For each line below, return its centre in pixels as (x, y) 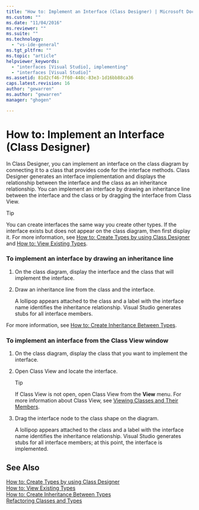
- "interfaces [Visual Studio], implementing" (70, 67)
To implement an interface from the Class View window (87, 340)
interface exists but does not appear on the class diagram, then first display (98, 231)
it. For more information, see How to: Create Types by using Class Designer (98, 237)
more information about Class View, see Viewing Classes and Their (97, 401)
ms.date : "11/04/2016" (34, 23)
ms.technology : (25, 39)
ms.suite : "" (22, 34)
